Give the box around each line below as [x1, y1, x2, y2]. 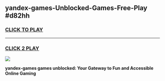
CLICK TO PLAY [5, 27, 43, 33]
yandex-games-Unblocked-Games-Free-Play [5, 4, 147, 12]
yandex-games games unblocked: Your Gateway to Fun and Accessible [5, 65, 154, 71]
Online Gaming [5, 70, 36, 76]
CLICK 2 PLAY [5, 45, 39, 52]
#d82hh [5, 12, 30, 20]
